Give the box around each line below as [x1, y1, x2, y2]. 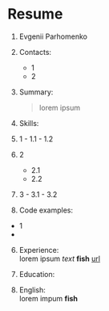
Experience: [18, 245, 59, 254]
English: [18, 284, 46, 295]
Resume [7, 5, 63, 23]
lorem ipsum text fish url [18, 254, 101, 263]
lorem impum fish [18, 293, 78, 303]
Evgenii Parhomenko [18, 32, 87, 41]
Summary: [18, 86, 54, 97]
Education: [18, 269, 55, 279]
